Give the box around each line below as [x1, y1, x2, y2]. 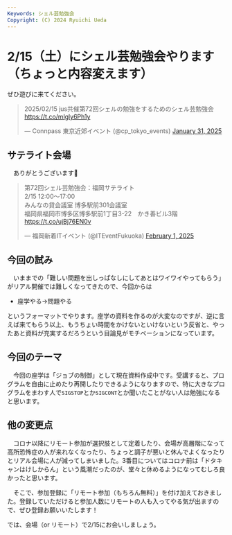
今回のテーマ [7, 351, 62, 363]
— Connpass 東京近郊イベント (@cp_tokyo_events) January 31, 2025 [24, 127, 222, 135]
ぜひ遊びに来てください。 [7, 90, 80, 98]
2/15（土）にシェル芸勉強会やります [7, 49, 215, 64]
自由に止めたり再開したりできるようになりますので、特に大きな [30, 379, 213, 388]
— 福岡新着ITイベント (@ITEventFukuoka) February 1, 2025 [24, 231, 194, 240]
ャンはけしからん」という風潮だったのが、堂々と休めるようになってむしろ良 [7, 465, 226, 473]
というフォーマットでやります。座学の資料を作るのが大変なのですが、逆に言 [7, 312, 225, 320]
